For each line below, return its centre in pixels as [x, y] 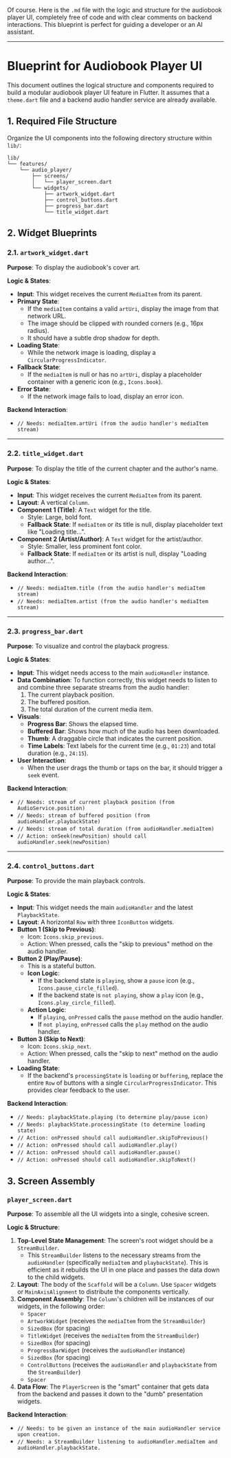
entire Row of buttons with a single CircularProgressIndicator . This [122, 1083]
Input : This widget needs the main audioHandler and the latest [105, 908]
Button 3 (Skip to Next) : [51, 1039]
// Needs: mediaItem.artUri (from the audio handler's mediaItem [112, 424]
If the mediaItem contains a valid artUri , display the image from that [123, 309]
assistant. [21, 32]
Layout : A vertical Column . [53, 502]
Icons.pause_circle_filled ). [78, 988]
